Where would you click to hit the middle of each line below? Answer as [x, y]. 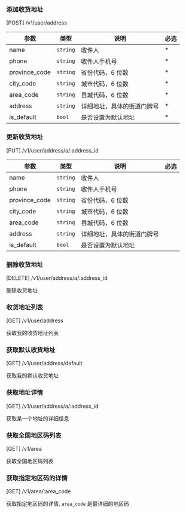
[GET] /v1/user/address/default [44, 364]
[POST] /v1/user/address [37, 23]
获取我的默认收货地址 [32, 375]
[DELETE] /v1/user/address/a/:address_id [57, 278]
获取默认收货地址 [31, 350]
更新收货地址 [25, 137]
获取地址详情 [25, 393]
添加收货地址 [25, 9]
